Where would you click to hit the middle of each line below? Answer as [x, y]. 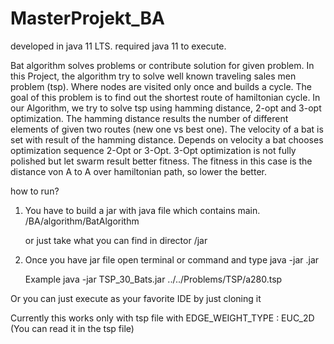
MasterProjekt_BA [88, 18]
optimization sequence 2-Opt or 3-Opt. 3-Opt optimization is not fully [153, 150]
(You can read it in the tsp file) [72, 328]
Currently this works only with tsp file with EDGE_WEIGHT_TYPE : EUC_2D [162, 318]
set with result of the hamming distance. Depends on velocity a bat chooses [167, 139]
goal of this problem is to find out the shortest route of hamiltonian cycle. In [165, 97]
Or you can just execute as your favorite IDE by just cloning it [136, 298]
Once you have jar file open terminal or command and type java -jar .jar [172, 259]
